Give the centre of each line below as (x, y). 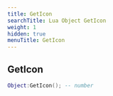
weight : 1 (22, 27)
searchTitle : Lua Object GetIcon (57, 21)
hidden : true (27, 34)
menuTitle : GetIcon (36, 41)
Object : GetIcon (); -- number (50, 85)
